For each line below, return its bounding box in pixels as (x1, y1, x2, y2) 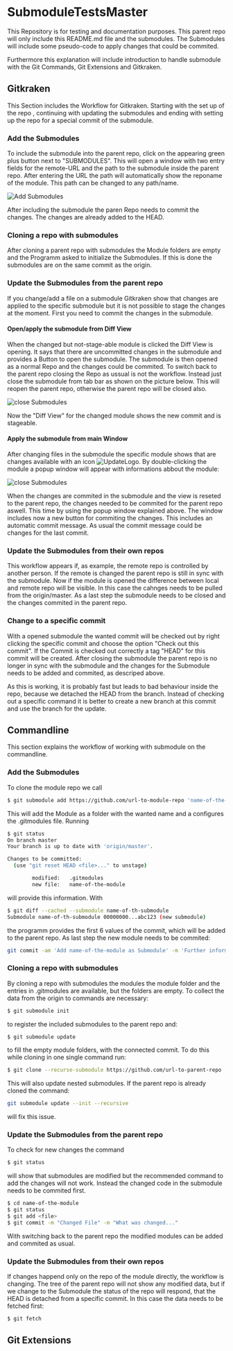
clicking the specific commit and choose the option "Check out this (7, 639, 199, 647)
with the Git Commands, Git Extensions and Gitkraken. (7, 63, 162, 71)
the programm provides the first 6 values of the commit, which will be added (7, 926, 225, 934)
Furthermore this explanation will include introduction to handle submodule (7, 55, 221, 63)
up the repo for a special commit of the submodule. (7, 116, 154, 124)
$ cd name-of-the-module (7, 1200, 79, 1207)
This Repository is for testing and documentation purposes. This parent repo (7, 27, 226, 35)
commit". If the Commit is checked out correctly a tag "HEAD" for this (7, 647, 206, 655)
